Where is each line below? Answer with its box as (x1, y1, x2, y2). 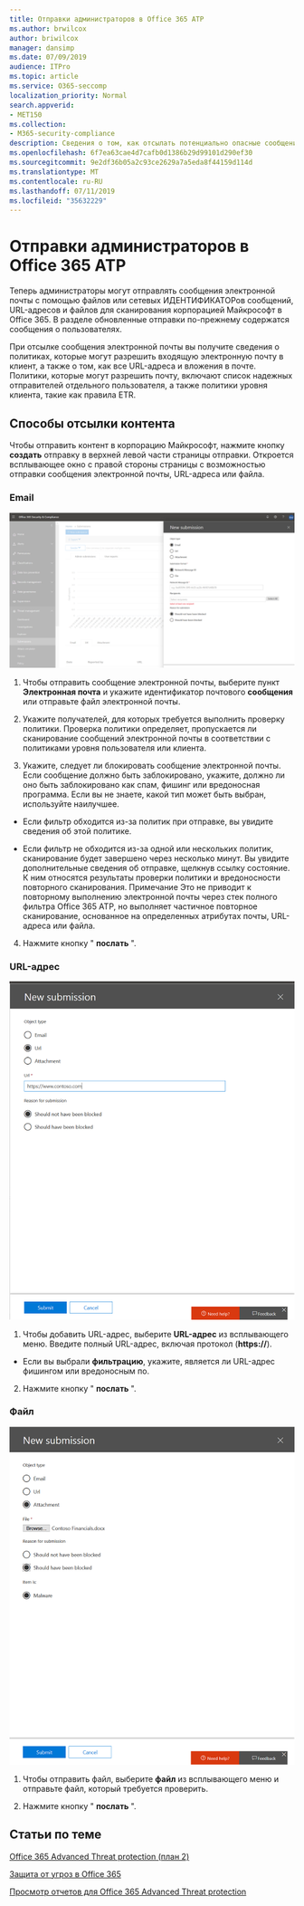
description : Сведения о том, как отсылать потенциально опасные (9, 139, 261, 148)
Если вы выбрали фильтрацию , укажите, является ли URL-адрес (22, 1355, 276, 1366)
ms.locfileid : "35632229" (9, 196, 107, 206)
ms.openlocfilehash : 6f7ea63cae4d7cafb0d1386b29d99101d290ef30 (9, 148, 253, 158)
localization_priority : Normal (9, 91, 128, 100)
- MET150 (9, 110, 43, 120)
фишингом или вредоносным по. (22, 1365, 150, 1376)
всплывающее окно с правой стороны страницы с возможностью (9, 459, 266, 470)
